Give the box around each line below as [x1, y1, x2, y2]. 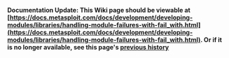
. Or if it [200, 36, 223, 44]
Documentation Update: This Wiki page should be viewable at [7, 6, 190, 14]
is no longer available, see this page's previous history [7, 43, 169, 51]
